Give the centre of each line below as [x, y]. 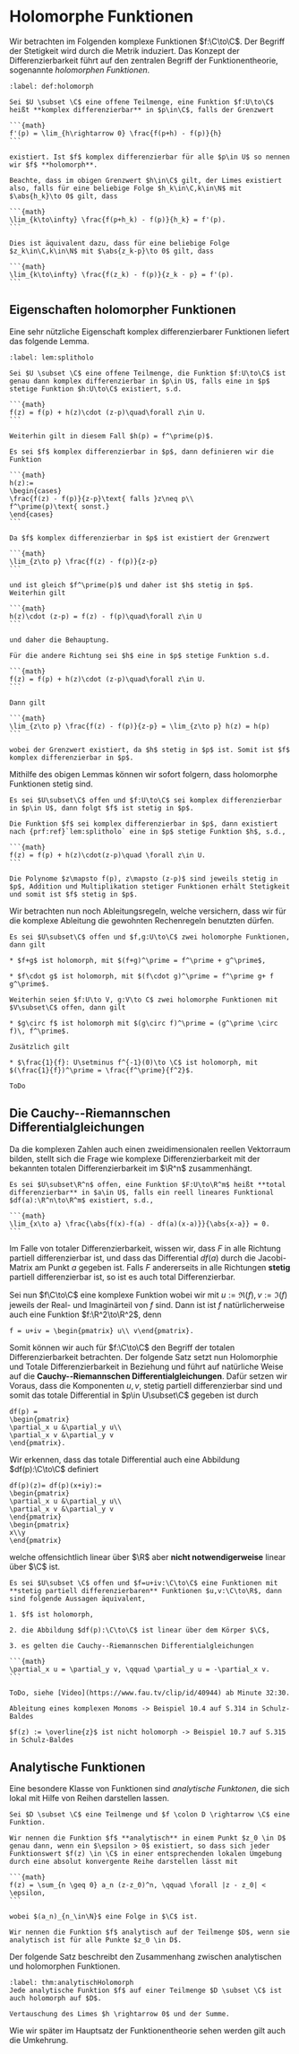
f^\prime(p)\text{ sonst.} [60, 507]
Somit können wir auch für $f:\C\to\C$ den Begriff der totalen [122, 1348]
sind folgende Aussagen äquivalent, [77, 1599]
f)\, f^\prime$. [39, 1031]
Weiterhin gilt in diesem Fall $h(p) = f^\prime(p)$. [112, 436]
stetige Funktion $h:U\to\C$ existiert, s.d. [95, 389]
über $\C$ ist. [35, 1566]
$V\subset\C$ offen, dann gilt [68, 1007]
